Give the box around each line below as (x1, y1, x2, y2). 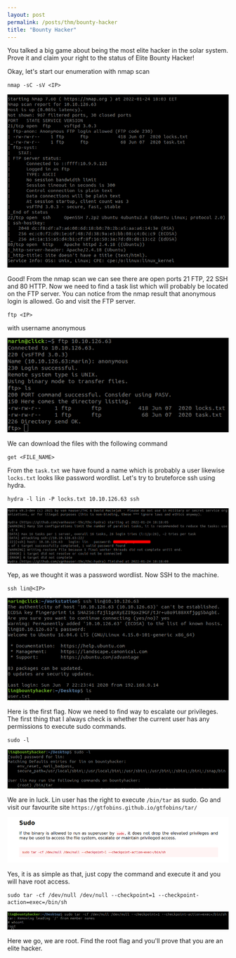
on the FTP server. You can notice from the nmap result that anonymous (7, 289, 216, 298)
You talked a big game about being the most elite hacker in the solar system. (7, 46, 228, 55)
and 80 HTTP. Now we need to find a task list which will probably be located (7, 282, 228, 290)
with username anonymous (7, 323, 86, 332)
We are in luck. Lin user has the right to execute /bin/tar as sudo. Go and (7, 796, 221, 804)
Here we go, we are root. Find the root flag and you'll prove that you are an (7, 936, 223, 945)
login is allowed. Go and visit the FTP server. (7, 297, 136, 305)
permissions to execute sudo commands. (7, 723, 126, 731)
